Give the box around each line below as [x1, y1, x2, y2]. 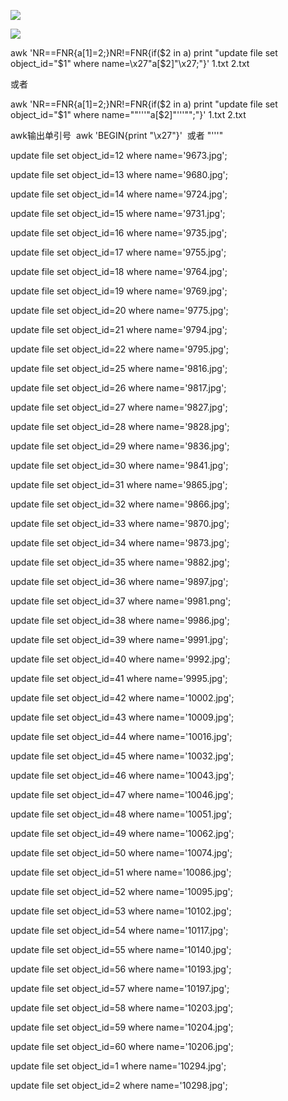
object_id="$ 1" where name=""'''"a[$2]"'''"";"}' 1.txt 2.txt [10, 109, 247, 120]
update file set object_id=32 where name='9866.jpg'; [10, 498, 230, 510]
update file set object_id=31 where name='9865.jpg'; [10, 479, 228, 490]
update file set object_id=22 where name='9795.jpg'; [10, 343, 230, 355]
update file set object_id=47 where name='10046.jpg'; [10, 789, 234, 800]
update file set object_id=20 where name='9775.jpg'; [10, 305, 229, 316]
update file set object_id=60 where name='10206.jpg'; [10, 1041, 234, 1052]
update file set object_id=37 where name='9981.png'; [10, 595, 232, 607]
